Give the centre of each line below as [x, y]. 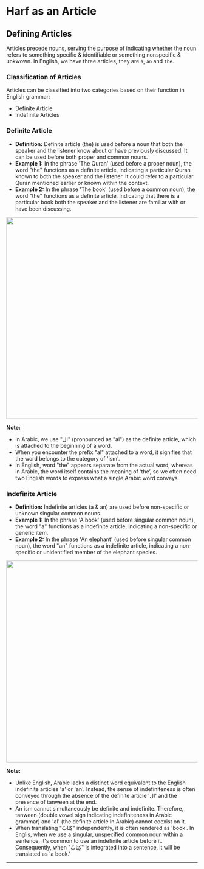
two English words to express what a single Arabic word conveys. [97, 478]
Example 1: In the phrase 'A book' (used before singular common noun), [105, 520]
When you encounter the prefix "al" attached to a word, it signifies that [104, 452]
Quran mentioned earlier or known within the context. [82, 183]
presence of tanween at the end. [56, 802]
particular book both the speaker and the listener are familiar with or [100, 202]
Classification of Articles [44, 77]
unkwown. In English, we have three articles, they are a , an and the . [90, 61]
